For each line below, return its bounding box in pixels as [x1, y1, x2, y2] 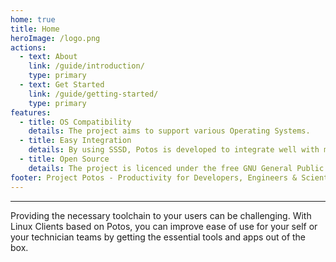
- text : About [19, 52, 78, 62]
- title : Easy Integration [19, 136, 132, 146]
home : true [10, 14, 56, 25]
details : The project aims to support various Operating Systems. [28, 126, 311, 136]
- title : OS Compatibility [19, 117, 132, 127]
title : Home [10, 24, 60, 34]
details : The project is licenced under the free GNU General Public [28, 163, 325, 173]
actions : [10, 42, 47, 53]
